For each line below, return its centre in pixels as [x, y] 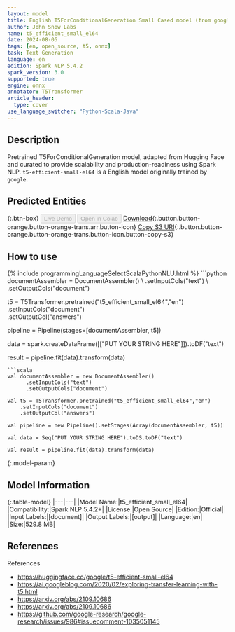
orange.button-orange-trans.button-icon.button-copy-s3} [91, 235]
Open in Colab [99, 219]
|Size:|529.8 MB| [31, 524]
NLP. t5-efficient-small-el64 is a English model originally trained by [107, 172]
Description [33, 140]
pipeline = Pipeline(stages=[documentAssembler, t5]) [84, 331]
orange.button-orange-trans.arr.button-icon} [72, 227]
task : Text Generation [40, 53]
